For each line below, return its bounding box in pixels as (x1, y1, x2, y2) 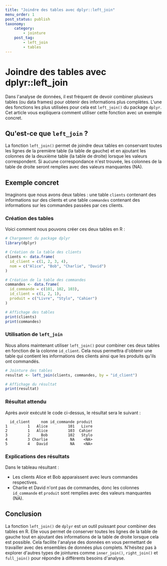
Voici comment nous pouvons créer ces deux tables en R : (5, 226, 125, 232)
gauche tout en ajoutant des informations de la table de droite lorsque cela (5, 533, 159, 539)
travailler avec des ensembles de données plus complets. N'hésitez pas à (5, 544, 156, 550)
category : (14, 26, 35, 31)
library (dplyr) (5, 241, 37, 246)
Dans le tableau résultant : (5, 464, 59, 470)
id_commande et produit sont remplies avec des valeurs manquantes (12, 490, 151, 496)
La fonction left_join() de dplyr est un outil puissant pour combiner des (5, 523, 156, 529)
